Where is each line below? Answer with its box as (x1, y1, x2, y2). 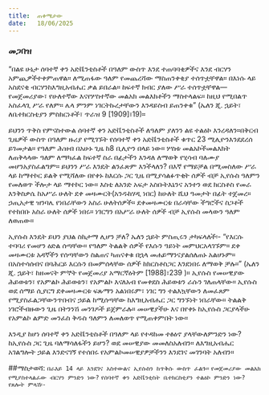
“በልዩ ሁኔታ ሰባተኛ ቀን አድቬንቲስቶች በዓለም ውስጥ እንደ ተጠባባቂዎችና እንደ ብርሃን (8, 63, 231, 73)
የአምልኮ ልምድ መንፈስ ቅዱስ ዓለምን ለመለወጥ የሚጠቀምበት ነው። (8, 312, 189, 322)
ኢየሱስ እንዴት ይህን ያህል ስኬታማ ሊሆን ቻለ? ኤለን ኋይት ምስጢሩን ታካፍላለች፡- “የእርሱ (8, 231, 243, 241)
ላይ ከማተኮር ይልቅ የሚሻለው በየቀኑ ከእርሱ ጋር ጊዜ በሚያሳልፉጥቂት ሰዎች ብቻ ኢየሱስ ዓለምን (8, 170, 260, 180)
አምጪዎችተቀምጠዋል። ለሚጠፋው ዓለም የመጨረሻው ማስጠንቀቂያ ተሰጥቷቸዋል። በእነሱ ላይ (8, 73, 256, 83)
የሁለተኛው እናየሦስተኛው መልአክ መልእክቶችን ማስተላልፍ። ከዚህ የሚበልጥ (48, 91, 247, 100)
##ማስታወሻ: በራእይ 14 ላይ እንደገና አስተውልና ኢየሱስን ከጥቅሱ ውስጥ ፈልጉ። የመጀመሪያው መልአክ (8, 363, 261, 373)
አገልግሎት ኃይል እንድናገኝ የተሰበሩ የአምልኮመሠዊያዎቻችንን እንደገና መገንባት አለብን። (8, 347, 234, 356)
